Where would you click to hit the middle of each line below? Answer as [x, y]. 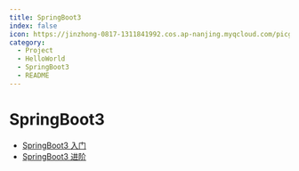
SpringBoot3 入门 [54, 145]
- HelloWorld [41, 59]
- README [33, 76]
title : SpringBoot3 [45, 17]
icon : [19, 34]
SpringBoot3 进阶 [54, 156]
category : [28, 42]
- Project [35, 51]
